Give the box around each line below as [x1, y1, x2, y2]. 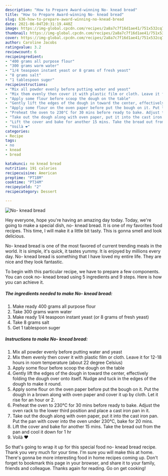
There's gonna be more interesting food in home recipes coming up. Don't [5, 454, 158, 460]
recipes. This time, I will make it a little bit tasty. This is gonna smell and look [5, 227, 162, 233]
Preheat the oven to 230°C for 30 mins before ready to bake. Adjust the [12, 402, 160, 408]
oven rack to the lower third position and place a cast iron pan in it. [12, 407, 150, 413]
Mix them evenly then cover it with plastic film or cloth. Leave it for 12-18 [12, 354, 162, 360]
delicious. [5, 233, 25, 239]
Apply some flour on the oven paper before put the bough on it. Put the [12, 386, 159, 392]
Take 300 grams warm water [12, 308, 72, 314]
